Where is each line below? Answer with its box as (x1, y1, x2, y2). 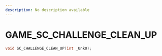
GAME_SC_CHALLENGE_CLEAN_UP (5, 29, 157, 40)
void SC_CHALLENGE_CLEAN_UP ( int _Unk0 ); (5, 46, 92, 51)
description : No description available (5, 7, 90, 13)
